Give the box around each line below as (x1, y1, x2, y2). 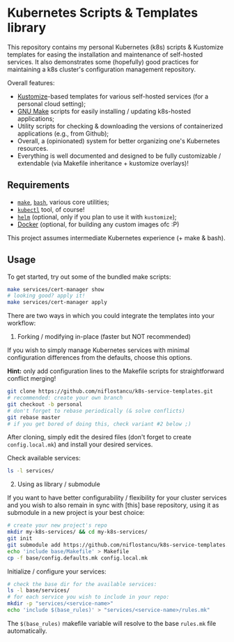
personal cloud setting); (17, 99, 86, 108)
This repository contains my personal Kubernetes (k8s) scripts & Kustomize (7, 43, 224, 51)
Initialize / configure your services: (7, 567, 107, 576)
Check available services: (7, 454, 81, 462)
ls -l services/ (7, 467, 54, 474)
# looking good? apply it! (7, 292, 86, 300)
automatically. (7, 627, 47, 635)
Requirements (7, 180, 70, 191)
